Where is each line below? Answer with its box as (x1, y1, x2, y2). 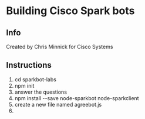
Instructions (6, 60, 52, 70)
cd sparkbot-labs (14, 75, 57, 83)
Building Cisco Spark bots (6, 4, 135, 18)
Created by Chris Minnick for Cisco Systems (6, 43, 113, 50)
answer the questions (14, 88, 68, 95)
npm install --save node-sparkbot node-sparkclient (14, 94, 139, 101)
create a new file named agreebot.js (14, 101, 102, 108)
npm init (14, 82, 35, 89)
